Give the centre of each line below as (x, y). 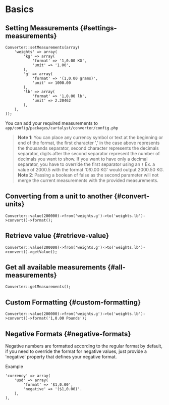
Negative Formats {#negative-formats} (68, 334)
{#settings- (98, 28)
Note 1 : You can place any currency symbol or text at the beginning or (90, 137)
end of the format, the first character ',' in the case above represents (89, 143)
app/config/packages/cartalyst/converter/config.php (62, 128)
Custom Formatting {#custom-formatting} (73, 302)
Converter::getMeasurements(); (38, 287)
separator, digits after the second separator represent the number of (89, 153)
